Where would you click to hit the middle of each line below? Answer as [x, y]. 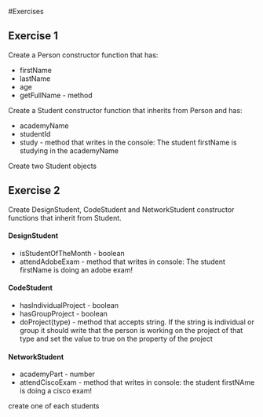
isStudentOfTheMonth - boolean [72, 253]
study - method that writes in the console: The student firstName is [128, 142]
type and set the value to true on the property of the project [116, 339]
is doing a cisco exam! [56, 391]
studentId [35, 134]
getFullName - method [56, 95]
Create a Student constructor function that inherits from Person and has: [125, 110]
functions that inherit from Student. [65, 218]
